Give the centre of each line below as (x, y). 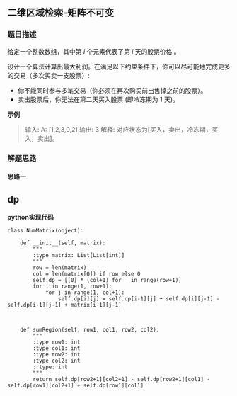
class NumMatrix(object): (45, 231)
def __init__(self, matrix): (63, 243)
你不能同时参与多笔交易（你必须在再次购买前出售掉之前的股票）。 (112, 90)
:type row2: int (57, 355)
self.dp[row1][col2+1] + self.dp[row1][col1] (75, 386)
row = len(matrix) (60, 268)
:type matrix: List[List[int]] (79, 256)
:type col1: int (57, 349)
